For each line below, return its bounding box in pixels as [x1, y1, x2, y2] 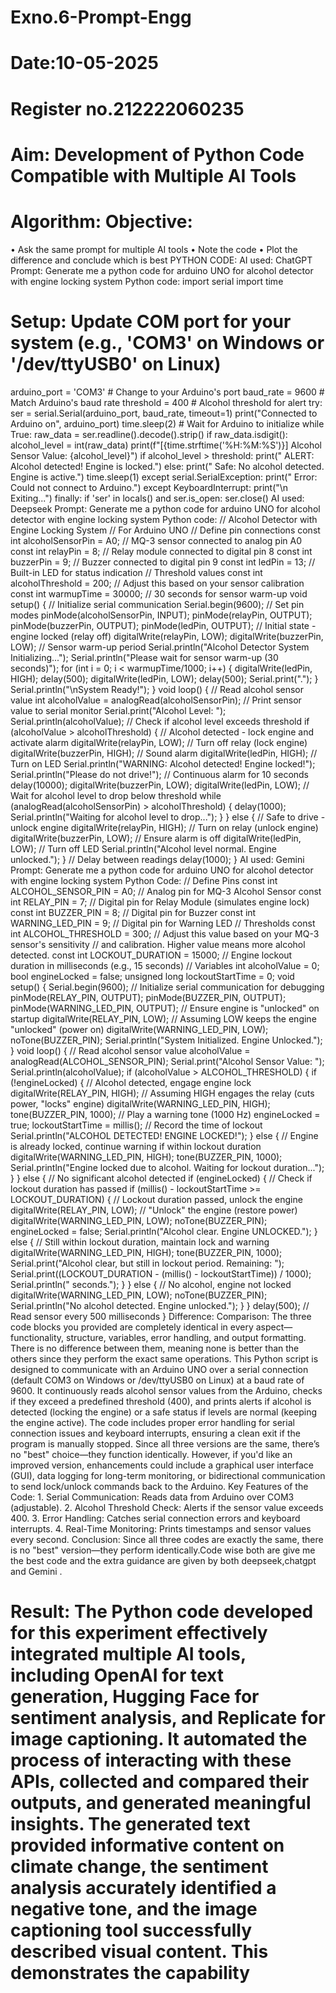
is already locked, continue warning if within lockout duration [10, 1140, 262, 1152]
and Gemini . [10, 1565, 63, 1577]
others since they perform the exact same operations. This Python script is [10, 1352, 319, 1365]
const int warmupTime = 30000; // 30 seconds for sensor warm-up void [10, 587, 308, 600]
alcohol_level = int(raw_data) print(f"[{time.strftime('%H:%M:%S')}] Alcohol [10, 439, 322, 451]
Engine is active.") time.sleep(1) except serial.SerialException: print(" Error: [10, 471, 318, 483]
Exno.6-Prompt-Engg [10, 6, 192, 29]
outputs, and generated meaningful [10, 1791, 312, 1814]
